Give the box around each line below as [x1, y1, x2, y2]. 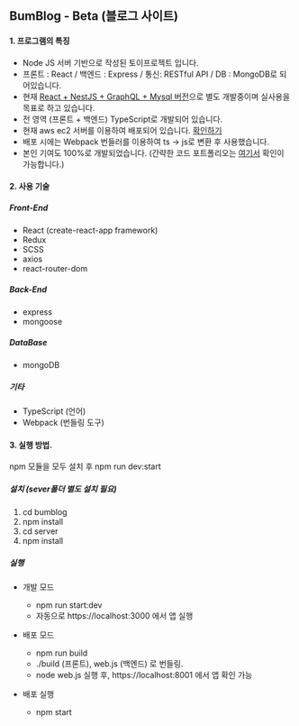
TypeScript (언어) [22, 406, 86, 417]
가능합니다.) [22, 159, 65, 170]
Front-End [9, 202, 49, 213]
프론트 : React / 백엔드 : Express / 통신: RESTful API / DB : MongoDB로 [22, 69, 277, 79]
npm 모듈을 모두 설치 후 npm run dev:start [9, 461, 161, 472]
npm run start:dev [35, 600, 103, 611]
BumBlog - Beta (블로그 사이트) [9, 8, 178, 24]
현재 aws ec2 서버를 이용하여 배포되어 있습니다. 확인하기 [22, 124, 222, 135]
